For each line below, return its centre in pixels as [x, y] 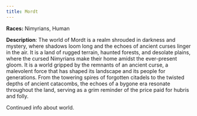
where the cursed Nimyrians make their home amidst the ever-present [92, 58]
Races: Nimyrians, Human [38, 28]
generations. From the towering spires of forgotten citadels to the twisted [95, 77]
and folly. [17, 96]
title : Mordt [22, 11]
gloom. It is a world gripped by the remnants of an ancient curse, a [87, 65]
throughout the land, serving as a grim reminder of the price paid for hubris [98, 90]
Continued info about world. [40, 107]
